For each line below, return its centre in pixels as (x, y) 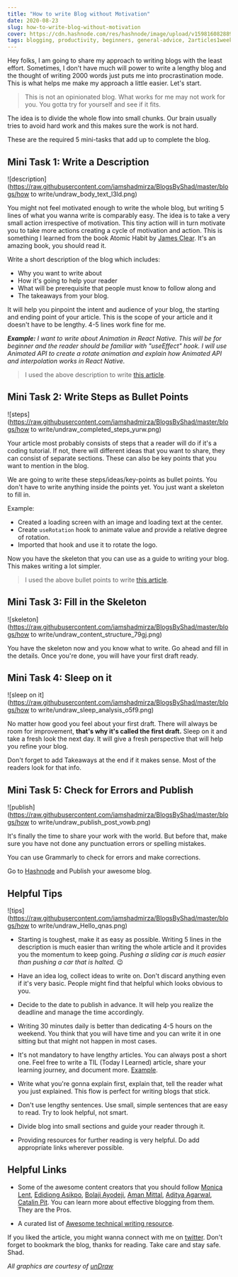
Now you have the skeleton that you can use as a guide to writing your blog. (118, 558)
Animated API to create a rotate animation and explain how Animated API (115, 353)
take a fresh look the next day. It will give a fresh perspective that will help (115, 739)
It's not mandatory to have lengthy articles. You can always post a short (122, 1055)
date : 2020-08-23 (33, 21)
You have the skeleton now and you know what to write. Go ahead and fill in (118, 648)
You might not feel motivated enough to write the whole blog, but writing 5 (116, 207)
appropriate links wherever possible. (71, 1147)
